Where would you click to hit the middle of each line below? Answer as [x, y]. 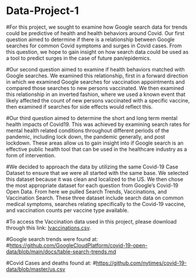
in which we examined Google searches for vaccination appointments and [95, 82]
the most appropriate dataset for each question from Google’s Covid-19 [92, 185]
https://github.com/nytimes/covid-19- [141, 263]
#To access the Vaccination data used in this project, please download [92, 221]
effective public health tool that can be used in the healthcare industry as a [97, 149]
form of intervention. [31, 155]
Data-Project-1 [43, 11]
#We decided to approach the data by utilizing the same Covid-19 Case [92, 167]
